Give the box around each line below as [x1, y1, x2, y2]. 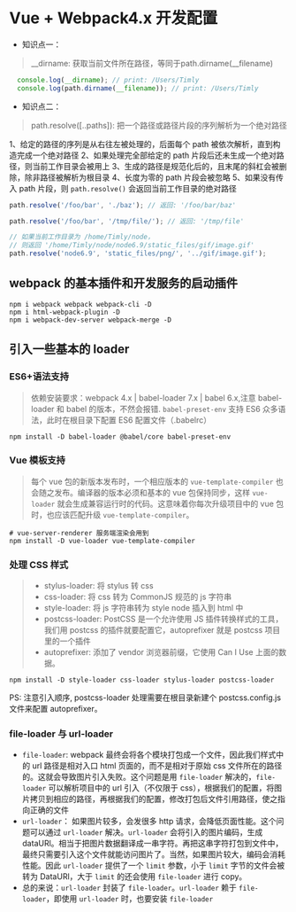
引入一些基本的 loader [9, 342, 130, 357]
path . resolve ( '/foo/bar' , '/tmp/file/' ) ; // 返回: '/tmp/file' [9, 216, 245, 226]
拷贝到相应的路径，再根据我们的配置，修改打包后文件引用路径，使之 [29, 794, 278, 805]
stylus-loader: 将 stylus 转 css [43, 581, 154, 591]
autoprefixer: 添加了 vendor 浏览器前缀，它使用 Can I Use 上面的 [43, 647, 279, 658]
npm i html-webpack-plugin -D [9, 308, 121, 316]
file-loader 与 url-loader [9, 728, 113, 740]
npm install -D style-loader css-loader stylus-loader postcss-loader [9, 675, 275, 685]
